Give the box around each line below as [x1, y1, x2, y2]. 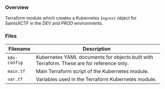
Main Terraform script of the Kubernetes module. [36, 68, 149, 75]
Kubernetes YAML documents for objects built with [36, 54, 153, 60]
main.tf [7, 68, 26, 74]
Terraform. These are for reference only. [36, 59, 129, 66]
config [7, 59, 23, 65]
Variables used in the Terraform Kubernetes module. [36, 76, 157, 83]
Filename [8, 45, 30, 52]
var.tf [7, 76, 23, 82]
